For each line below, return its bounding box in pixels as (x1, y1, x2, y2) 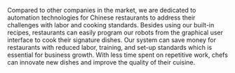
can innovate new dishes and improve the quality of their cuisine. (7, 58, 196, 66)
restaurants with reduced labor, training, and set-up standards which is (7, 44, 213, 51)
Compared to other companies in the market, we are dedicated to (7, 6, 196, 14)
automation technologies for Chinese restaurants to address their (7, 13, 196, 22)
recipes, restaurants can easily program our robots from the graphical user (7, 28, 223, 36)
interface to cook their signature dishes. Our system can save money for (7, 36, 216, 44)
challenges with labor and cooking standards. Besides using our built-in (7, 21, 215, 29)
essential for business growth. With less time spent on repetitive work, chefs (7, 51, 228, 59)
